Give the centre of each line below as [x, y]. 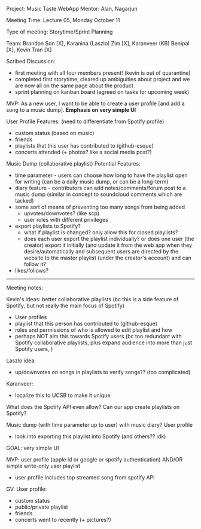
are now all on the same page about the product [74, 85]
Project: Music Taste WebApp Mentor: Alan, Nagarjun [72, 9]
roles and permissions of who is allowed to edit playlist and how [93, 330]
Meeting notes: [25, 288]
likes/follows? [32, 270]
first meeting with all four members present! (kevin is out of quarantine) [103, 73]
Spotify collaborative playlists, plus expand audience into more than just [103, 343]
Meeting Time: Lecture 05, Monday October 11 [63, 20]
